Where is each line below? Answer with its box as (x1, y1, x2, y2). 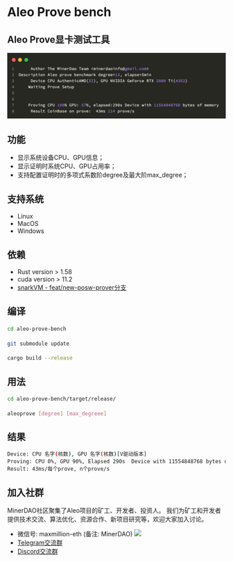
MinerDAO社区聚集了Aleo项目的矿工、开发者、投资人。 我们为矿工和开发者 (7, 506, 222, 515)
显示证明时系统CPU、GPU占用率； (17, 162, 116, 170)
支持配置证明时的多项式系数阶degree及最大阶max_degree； (17, 171, 189, 179)
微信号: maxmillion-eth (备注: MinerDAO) (17, 529, 133, 538)
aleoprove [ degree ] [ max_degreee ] (7, 410, 107, 417)
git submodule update (7, 340, 70, 347)
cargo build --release (7, 355, 73, 362)
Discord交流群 (17, 547, 58, 555)
